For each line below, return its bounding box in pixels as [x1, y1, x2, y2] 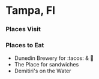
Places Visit [5, 25, 41, 34]
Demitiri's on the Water [14, 67, 71, 75]
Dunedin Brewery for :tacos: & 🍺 [14, 54, 94, 62]
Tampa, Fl [5, 4, 55, 17]
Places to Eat [5, 41, 44, 50]
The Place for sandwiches [14, 61, 79, 68]
